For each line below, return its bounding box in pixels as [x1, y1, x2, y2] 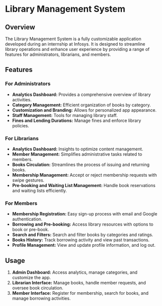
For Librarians [5, 135, 39, 141]
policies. [12, 122, 29, 128]
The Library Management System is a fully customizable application [5, 36, 142, 42]
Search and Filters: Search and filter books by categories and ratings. [12, 232, 154, 238]
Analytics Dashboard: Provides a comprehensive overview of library [12, 92, 151, 97]
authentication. [12, 216, 42, 222]
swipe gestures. [12, 177, 45, 183]
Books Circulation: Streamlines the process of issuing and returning [12, 162, 150, 167]
